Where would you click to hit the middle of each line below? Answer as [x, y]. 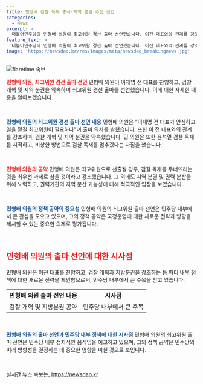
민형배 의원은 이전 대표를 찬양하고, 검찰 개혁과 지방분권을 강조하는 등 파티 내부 [98, 272]
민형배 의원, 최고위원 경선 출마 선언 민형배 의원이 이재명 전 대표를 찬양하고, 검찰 [99, 82]
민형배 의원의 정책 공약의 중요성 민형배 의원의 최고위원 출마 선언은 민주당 [91, 209]
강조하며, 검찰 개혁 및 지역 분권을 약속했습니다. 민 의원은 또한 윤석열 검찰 [98, 137]
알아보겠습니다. [35, 97]
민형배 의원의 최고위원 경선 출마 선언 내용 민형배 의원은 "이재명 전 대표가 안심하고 [101, 122]
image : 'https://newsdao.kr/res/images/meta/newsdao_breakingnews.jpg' [98, 51]
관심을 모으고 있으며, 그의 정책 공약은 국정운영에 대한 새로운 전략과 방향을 [105, 216]
